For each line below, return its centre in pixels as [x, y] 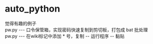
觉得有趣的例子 [21, 23]
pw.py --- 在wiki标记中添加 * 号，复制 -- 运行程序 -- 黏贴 [65, 36]
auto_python [32, 9]
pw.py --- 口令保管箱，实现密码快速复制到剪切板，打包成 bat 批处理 [76, 30]
